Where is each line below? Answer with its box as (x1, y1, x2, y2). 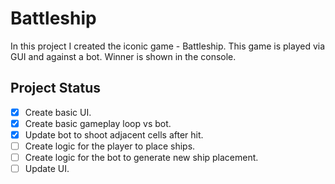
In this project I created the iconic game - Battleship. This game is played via (10, 40, 326, 52)
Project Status (10, 80, 102, 97)
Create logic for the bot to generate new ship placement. (24, 152, 259, 163)
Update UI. (24, 163, 70, 175)
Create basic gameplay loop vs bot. (24, 117, 172, 129)
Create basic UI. (24, 106, 92, 118)
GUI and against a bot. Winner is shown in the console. (10, 50, 237, 62)
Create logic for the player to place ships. (24, 140, 196, 152)
